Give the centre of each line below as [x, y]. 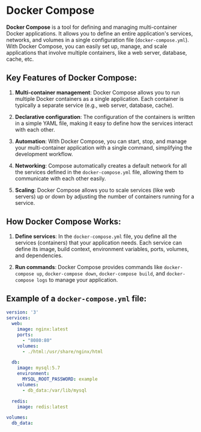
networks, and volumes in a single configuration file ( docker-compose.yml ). [97, 40]
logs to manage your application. [77, 279]
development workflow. [44, 154]
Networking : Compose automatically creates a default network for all [101, 165]
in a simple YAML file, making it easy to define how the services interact [104, 123]
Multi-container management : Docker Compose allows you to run [97, 92]
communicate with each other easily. [60, 178]
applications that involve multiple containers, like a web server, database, [97, 52]
